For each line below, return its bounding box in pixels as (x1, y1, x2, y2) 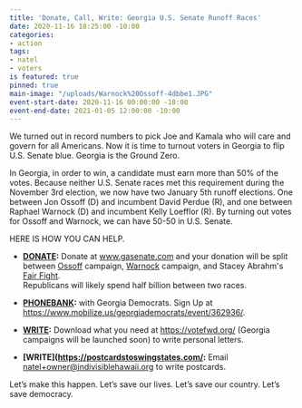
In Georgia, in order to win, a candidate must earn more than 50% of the (9, 168, 279, 179)
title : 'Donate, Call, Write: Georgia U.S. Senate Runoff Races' (9, 13, 261, 23)
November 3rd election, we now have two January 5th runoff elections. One (9, 187, 293, 198)
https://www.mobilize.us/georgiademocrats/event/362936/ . (22, 307, 246, 318)
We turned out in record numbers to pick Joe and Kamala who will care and (9, 131, 292, 141)
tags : (9, 47, 30, 56)
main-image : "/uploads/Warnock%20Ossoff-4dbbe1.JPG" (9, 89, 213, 98)
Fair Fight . (22, 270, 61, 281)
